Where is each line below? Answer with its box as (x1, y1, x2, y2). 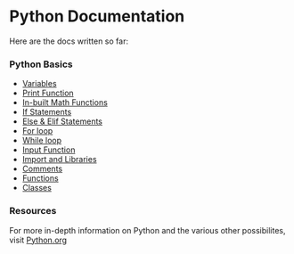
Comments (21, 163, 63, 175)
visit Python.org (9, 234, 68, 245)
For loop (21, 126, 53, 136)
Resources (9, 205, 57, 217)
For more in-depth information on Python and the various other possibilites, (9, 225, 287, 235)
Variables (21, 78, 57, 89)
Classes (21, 183, 52, 193)
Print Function (21, 87, 74, 99)
